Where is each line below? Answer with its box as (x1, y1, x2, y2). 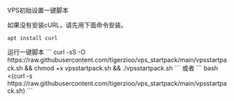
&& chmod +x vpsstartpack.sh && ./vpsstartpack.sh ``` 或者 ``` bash (24, 64, 219, 72)
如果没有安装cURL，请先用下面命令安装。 (7, 21, 128, 29)
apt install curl (7, 35, 58, 42)
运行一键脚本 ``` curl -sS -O (7, 48, 86, 56)
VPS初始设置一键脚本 (7, 6, 69, 14)
